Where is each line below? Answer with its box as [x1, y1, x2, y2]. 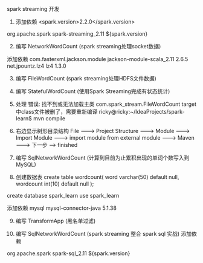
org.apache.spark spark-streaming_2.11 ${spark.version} [7, 30, 148, 37]
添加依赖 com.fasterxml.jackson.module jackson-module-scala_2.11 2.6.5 [7, 56, 188, 62]
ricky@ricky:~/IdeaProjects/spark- [98, 108, 185, 115]
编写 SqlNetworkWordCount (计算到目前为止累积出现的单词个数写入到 [15, 154, 190, 161]
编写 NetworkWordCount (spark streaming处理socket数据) [15, 43, 161, 50]
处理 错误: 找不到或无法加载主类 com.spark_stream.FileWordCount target [15, 100, 197, 108]
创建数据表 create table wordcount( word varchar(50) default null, [15, 174, 179, 180]
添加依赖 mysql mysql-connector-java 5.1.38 [7, 204, 117, 212]
